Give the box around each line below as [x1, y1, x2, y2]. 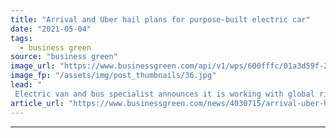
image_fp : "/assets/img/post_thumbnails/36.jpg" [10, 71, 217, 81]
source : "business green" [10, 52, 118, 62]
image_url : [10, 61, 56, 71]
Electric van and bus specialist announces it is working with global [14, 89, 315, 99]
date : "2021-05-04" [10, 24, 92, 34]
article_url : [10, 98, 65, 108]
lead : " [10, 80, 43, 90]
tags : [10, 33, 33, 43]
